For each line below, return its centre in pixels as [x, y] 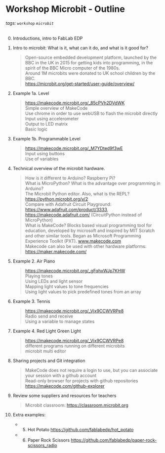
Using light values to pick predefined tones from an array [83, 292]
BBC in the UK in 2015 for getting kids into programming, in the [89, 63]
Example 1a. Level [31, 93]
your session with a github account [61, 376]
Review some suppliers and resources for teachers [64, 396]
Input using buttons [45, 154]
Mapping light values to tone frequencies [67, 287]
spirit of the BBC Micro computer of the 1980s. [72, 68]
